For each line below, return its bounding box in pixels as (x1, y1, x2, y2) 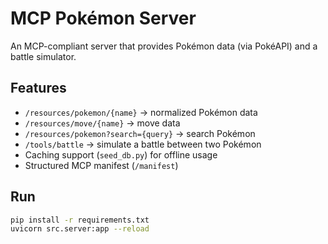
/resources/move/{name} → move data (24, 117, 181, 129)
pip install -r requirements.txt (10, 215, 150, 225)
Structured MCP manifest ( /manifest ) (24, 159, 179, 171)
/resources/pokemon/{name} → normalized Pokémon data (24, 106, 258, 118)
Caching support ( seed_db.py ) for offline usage (24, 148, 218, 161)
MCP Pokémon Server (10, 7, 197, 30)
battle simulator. (10, 50, 77, 62)
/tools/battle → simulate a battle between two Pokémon (24, 138, 262, 150)
